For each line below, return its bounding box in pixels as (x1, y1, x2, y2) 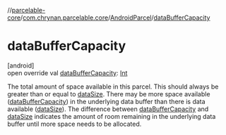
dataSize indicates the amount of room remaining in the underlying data (7, 112, 216, 120)
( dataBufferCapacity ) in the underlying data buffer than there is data (7, 97, 206, 105)
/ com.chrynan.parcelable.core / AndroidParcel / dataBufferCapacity (20, 13, 210, 22)
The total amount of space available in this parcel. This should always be (7, 82, 219, 91)
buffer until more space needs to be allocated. (7, 120, 142, 128)
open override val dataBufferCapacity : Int (7, 68, 128, 77)
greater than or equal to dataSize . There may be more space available (7, 89, 210, 98)
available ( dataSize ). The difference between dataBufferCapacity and (7, 105, 209, 113)
